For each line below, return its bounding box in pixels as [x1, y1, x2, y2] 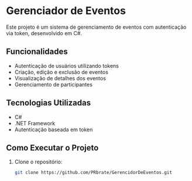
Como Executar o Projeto [6, 142, 99, 153]
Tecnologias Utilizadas [6, 98, 91, 108]
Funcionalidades [6, 47, 68, 57]
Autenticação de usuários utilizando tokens [14, 62, 119, 69]
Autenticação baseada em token [14, 126, 93, 133]
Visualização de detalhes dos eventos [14, 74, 107, 81]
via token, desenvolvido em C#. [6, 29, 83, 36]
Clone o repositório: [14, 158, 63, 165]
